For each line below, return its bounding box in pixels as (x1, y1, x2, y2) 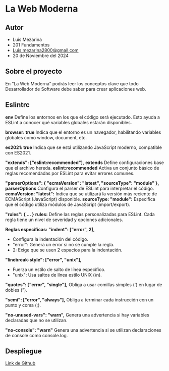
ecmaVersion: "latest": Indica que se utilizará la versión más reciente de (5, 190, 157, 197)
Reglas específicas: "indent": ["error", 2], (5, 226, 95, 232)
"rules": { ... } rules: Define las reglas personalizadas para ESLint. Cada (5, 211, 155, 217)
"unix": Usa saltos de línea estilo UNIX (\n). (12, 272, 102, 278)
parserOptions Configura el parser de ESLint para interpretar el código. (5, 185, 154, 191)
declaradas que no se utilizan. (5, 317, 68, 323)
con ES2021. (5, 149, 31, 155)
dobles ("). (5, 287, 28, 293)
